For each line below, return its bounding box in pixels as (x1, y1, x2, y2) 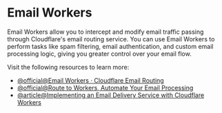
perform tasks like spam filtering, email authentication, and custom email (7, 42, 214, 50)
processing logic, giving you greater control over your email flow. (7, 50, 192, 58)
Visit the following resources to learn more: (7, 63, 130, 71)
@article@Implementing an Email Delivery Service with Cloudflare (17, 91, 205, 99)
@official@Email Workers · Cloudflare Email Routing (17, 76, 164, 84)
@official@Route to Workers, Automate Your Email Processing (17, 83, 194, 92)
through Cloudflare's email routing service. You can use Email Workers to (7, 34, 215, 43)
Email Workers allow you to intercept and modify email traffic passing (7, 28, 204, 36)
